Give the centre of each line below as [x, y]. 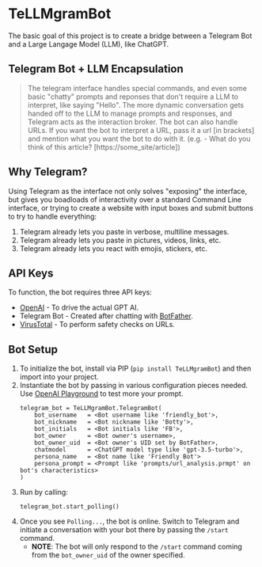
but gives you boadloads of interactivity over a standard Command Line [125, 200]
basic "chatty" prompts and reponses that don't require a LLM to [133, 97]
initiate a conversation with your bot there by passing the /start [124, 530]
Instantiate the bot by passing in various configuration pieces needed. [133, 386]
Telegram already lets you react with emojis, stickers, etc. [114, 248]
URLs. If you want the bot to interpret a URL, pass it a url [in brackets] [141, 130]
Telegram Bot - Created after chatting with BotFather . [106, 316]
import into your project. [59, 377]
